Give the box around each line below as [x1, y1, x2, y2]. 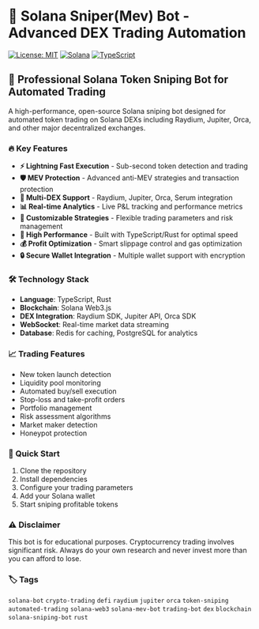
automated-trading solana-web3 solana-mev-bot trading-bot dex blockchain [8, 605, 252, 613]
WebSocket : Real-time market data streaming [19, 320, 170, 330]
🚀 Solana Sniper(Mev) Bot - [8, 7, 190, 25]
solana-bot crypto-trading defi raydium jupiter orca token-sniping [8, 597, 229, 605]
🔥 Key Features [8, 142, 69, 153]
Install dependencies [19, 474, 88, 484]
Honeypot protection [19, 428, 88, 438]
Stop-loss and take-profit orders [19, 394, 126, 404]
